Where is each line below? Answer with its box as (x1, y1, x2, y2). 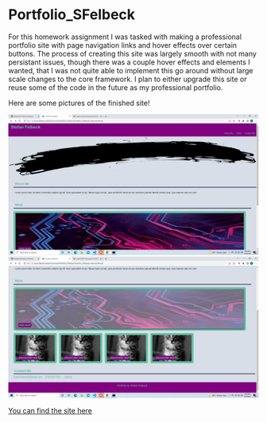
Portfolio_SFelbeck (8, 6, 136, 24)
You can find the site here (8, 405, 93, 415)
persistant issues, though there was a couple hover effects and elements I (8, 57, 250, 67)
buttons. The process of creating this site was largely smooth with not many (8, 49, 257, 58)
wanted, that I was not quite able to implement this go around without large (8, 65, 253, 75)
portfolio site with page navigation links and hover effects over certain (8, 40, 237, 49)
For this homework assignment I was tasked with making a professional (8, 32, 242, 41)
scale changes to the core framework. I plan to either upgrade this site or (8, 74, 247, 84)
